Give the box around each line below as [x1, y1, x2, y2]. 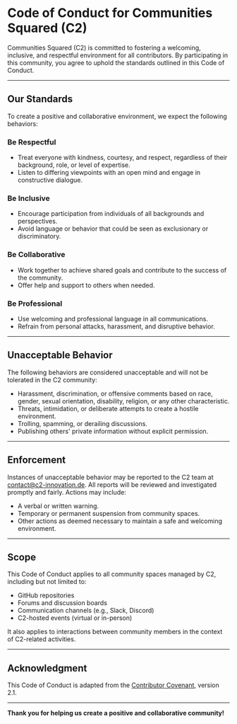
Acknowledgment [7, 662, 87, 674]
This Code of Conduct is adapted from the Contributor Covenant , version [7, 681, 220, 689]
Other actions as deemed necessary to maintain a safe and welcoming [17, 517, 222, 525]
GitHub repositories [17, 591, 75, 599]
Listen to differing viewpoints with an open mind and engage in [17, 168, 201, 177]
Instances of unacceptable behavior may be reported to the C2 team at [7, 473, 214, 481]
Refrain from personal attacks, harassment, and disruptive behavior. [17, 322, 215, 331]
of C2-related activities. [7, 635, 76, 643]
